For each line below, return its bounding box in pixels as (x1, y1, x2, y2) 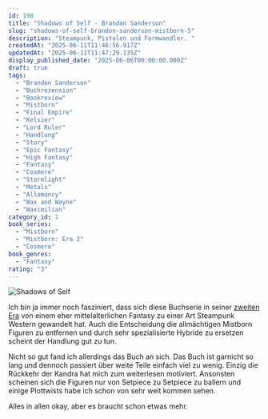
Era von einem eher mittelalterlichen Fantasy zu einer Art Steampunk (8, 311, 235, 320)
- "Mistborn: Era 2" (15, 236, 84, 244)
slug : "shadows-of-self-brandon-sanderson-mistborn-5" (8, 26, 195, 34)
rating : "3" (8, 265, 48, 273)
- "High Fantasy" (15, 153, 74, 161)
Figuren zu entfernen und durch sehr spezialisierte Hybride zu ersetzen (8, 328, 244, 337)
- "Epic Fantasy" (15, 146, 74, 154)
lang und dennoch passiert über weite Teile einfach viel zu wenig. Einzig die (8, 361, 258, 370)
